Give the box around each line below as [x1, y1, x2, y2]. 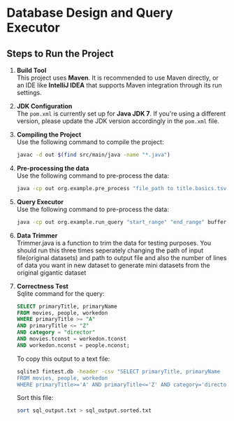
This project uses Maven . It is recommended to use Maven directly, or [16, 73, 219, 82]
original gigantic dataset [16, 268, 87, 277]
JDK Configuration [16, 102, 73, 110]
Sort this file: [16, 394, 54, 402]
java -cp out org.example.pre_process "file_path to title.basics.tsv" [16, 185, 230, 192]
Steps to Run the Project [6, 48, 115, 59]
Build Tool [16, 66, 47, 74]
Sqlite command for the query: [16, 289, 105, 298]
